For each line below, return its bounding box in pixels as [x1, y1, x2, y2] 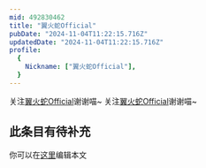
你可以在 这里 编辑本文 [9, 149, 87, 160]
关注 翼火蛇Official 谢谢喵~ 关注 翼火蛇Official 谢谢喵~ [9, 95, 197, 106]
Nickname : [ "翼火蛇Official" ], [25, 63, 137, 72]
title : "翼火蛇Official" [9, 21, 97, 30]
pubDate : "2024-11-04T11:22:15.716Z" [9, 29, 149, 38]
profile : [9, 46, 42, 55]
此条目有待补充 [9, 125, 91, 140]
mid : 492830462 [9, 12, 65, 22]
